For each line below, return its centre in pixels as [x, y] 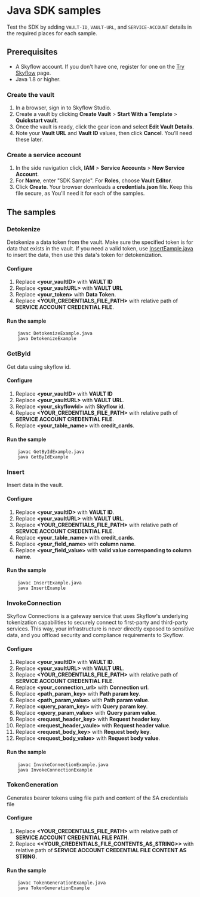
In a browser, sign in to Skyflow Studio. [63, 108]
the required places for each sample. [52, 33]
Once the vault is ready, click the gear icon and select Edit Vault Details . [104, 127]
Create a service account [44, 155]
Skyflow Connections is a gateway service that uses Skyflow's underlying [98, 616]
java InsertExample [42, 588]
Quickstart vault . [37, 121]
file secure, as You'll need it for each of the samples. [80, 193]
